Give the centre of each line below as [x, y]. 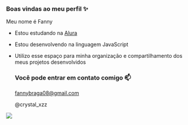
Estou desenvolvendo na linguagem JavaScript [71, 45]
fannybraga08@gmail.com [47, 93]
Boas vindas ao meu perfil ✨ [47, 9]
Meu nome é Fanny [29, 22]
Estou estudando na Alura [46, 33]
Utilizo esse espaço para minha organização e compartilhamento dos [98, 56]
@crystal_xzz [31, 104]
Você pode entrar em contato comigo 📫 [73, 78]
